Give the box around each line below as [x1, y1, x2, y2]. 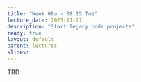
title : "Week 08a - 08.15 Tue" [7, 10, 98, 17]
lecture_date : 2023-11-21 [7, 17, 82, 24]
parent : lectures [7, 42, 58, 49]
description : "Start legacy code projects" [7, 23, 135, 30]
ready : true [7, 29, 42, 37]
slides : [7, 49, 30, 56]
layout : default [7, 36, 54, 43]
